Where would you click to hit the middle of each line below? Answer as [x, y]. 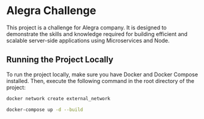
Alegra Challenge [51, 11]
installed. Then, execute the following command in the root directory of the [100, 81]
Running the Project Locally [60, 60]
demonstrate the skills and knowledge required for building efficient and [97, 34]
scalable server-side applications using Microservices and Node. [88, 40]
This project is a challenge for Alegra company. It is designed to [86, 27]
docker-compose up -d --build [45, 110]
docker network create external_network [59, 98]
